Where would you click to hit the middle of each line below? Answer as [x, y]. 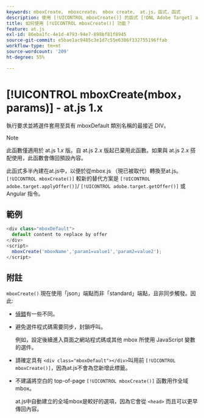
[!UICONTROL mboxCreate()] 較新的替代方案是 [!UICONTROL [78, 178]
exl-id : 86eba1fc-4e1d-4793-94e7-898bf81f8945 [66, 35]
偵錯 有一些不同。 [37, 314]
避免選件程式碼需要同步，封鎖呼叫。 [61, 327]
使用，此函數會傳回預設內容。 [49, 158]
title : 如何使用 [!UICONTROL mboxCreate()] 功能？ [69, 23]
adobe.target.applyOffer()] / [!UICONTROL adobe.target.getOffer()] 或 [96, 186]
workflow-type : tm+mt [34, 46]
